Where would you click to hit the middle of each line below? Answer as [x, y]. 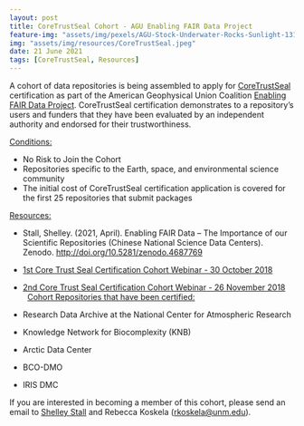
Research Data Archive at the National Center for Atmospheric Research [157, 315]
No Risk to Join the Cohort [72, 159]
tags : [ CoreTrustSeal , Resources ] [75, 60]
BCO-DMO [43, 367]
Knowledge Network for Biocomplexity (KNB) [107, 332]
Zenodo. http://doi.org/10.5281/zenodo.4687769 [113, 252]
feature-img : [34, 34]
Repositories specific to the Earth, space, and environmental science [150, 169]
